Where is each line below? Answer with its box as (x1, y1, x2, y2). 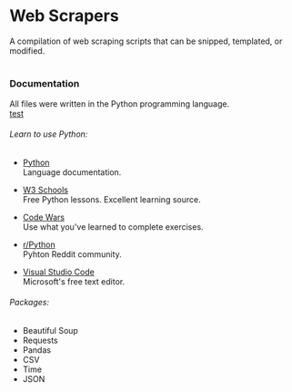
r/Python (22, 239, 56, 250)
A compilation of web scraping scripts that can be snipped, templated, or (9, 36, 283, 46)
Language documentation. (22, 166, 122, 178)
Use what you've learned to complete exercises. (22, 221, 204, 232)
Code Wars (22, 211, 65, 222)
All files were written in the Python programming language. (9, 98, 230, 109)
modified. (9, 45, 45, 56)
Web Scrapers (9, 5, 120, 26)
